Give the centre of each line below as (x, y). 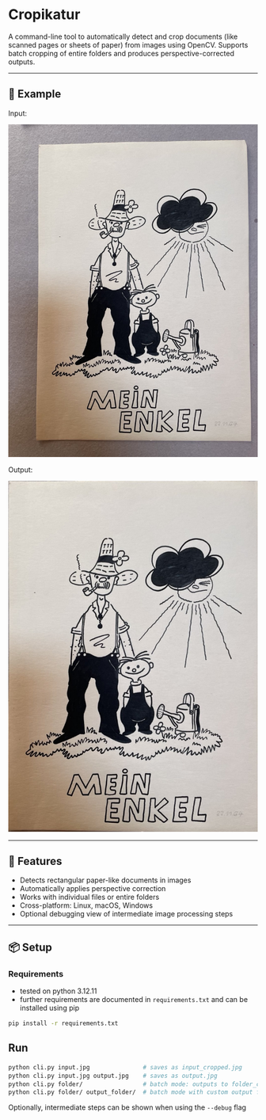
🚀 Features (35, 861)
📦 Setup (30, 947)
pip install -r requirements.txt (63, 1023)
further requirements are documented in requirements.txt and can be (133, 1000)
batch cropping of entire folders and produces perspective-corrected (122, 53)
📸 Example (35, 94)
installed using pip (49, 1008)
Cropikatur (44, 15)
